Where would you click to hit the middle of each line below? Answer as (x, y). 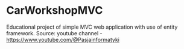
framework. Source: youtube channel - (54, 33)
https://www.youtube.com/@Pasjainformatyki (63, 39)
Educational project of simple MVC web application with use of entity (92, 27)
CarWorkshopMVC (55, 10)
